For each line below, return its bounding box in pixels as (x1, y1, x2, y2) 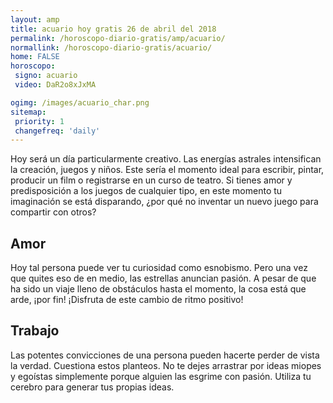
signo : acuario (14, 71, 78, 81)
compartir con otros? (10, 206, 97, 218)
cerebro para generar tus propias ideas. (10, 381, 175, 393)
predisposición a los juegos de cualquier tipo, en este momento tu (10, 185, 283, 197)
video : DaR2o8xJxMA (14, 80, 97, 90)
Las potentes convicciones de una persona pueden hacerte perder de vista (10, 349, 320, 361)
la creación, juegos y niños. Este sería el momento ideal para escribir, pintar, (10, 164, 325, 176)
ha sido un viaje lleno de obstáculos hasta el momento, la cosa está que (10, 283, 307, 295)
